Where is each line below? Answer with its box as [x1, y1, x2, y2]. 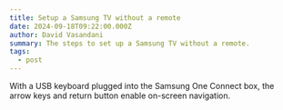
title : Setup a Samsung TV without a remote [9, 13, 181, 23]
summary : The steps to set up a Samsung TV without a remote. [9, 38, 250, 48]
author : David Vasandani [9, 30, 104, 39]
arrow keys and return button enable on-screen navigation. [9, 90, 230, 101]
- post [17, 55, 43, 65]
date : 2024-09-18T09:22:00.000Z [9, 22, 132, 31]
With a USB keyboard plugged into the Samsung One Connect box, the [9, 81, 275, 91]
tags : [9, 47, 30, 56]
